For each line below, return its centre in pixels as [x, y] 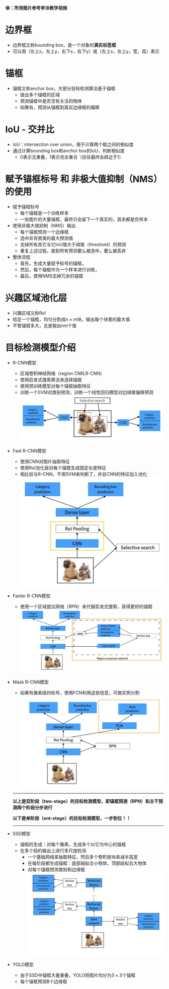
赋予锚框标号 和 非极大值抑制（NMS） [84, 179]
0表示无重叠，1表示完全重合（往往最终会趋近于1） [72, 157]
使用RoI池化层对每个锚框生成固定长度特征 [63, 468]
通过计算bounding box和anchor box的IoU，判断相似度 [68, 150]
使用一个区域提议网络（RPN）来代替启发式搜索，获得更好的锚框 [86, 606]
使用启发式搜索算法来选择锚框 [51, 379]
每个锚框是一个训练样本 [44, 213]
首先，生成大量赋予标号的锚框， [53, 263]
